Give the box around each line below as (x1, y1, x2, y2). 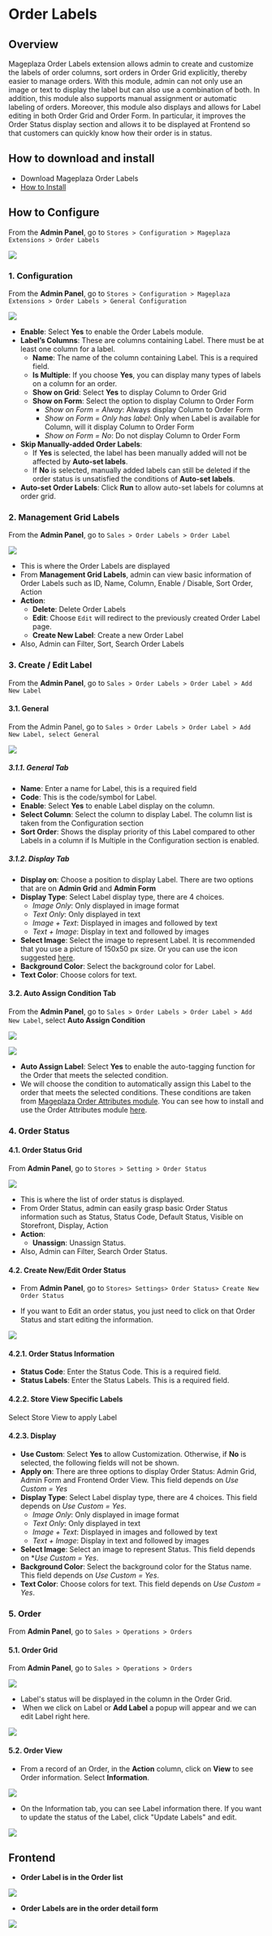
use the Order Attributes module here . (19, 1105, 148, 1115)
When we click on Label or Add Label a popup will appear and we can (22, 1703, 257, 1713)
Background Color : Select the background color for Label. (19, 961, 216, 970)
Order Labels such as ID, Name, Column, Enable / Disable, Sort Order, (19, 579, 253, 588)
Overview (8, 37, 59, 51)
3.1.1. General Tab (8, 763, 69, 772)
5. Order (8, 1608, 42, 1619)
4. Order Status (8, 1125, 71, 1137)
